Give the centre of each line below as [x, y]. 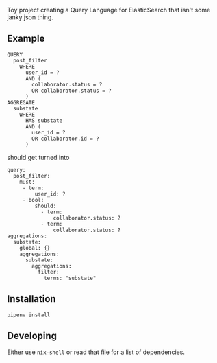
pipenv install [29, 315]
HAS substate [44, 120]
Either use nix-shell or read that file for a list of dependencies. [96, 352]
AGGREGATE [21, 102]
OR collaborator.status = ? [72, 91]
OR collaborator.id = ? [65, 139]
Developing [32, 336]
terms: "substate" [70, 278]
